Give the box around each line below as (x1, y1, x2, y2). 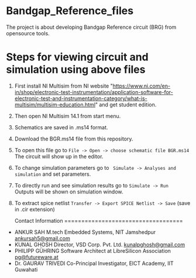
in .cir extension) (14, 206, 56, 213)
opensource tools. (6, 29, 50, 36)
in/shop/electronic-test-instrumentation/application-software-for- (14, 88, 174, 95)
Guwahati (14, 266, 38, 273)
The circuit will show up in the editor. (14, 153, 104, 160)
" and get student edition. (95, 101, 157, 108)
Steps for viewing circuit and (6, 51, 149, 64)
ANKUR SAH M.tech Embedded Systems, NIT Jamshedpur (14, 228, 156, 236)
